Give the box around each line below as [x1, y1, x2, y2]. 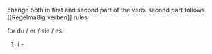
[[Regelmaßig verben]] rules [7, 13, 88, 21]
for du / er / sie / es [7, 27, 63, 35]
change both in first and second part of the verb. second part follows [7, 6, 205, 14]
